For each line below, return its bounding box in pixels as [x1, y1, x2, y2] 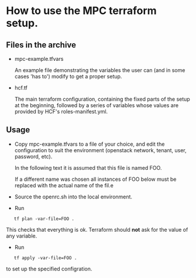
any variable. [6, 232, 37, 239]
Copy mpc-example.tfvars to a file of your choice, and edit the [14, 140, 165, 147]
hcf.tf [14, 84, 27, 91]
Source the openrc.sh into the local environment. [14, 193, 133, 200]
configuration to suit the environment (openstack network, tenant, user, [14, 146, 187, 153]
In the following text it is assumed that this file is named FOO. [14, 164, 162, 171]
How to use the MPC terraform [6, 4, 157, 18]
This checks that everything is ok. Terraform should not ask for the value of [6, 226, 188, 233]
